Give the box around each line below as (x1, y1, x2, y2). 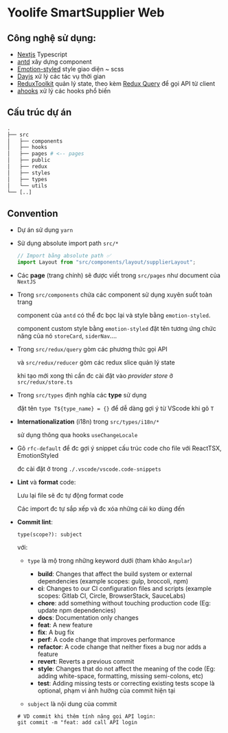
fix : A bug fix (37, 628, 75, 636)
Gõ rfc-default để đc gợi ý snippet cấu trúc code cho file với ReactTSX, (16, 444, 222, 452)
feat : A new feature (37, 621, 93, 629)
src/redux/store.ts (16, 379, 73, 386)
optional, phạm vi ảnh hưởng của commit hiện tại (37, 686, 176, 695)
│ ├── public (7, 156, 51, 164)
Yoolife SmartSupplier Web (7, 5, 165, 21)
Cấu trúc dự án (7, 106, 72, 118)
